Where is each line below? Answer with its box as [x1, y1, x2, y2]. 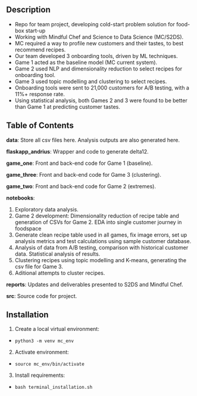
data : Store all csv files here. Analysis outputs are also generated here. [6, 136, 180, 143]
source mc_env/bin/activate [14, 361, 85, 367]
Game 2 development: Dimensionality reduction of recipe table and [14, 212, 180, 219]
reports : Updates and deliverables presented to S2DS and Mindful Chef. [6, 281, 183, 288]
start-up [26, 27, 46, 34]
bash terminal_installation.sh [14, 385, 93, 391]
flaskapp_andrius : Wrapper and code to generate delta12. [6, 148, 149, 155]
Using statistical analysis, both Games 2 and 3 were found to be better [14, 97, 187, 104]
